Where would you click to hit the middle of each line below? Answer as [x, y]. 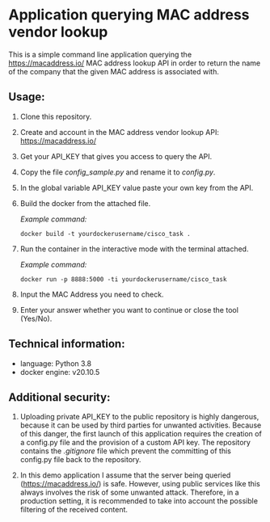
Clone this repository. [56, 116]
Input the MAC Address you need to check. [92, 294]
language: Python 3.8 [55, 363]
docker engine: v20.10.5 [60, 372]
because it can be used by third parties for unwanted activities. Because [141, 425]
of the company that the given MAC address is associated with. [114, 71]
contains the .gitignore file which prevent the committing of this [126, 451]
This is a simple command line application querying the [100, 54]
